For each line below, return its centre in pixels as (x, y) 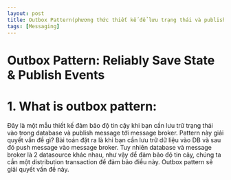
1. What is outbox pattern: (82, 106)
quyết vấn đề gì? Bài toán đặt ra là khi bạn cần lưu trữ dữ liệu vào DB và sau (114, 140)
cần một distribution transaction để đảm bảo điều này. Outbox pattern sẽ (110, 161)
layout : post (26, 13)
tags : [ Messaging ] (33, 26)
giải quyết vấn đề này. (38, 169)
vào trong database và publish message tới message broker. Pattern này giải (115, 133)
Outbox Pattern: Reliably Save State (111, 60)
